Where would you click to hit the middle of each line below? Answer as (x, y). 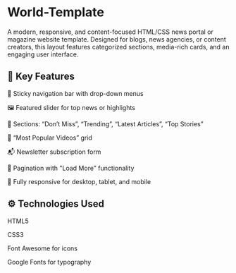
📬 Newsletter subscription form (54, 152)
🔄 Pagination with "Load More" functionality (71, 168)
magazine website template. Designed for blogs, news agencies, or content (117, 39)
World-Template (56, 12)
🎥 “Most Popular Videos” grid (50, 138)
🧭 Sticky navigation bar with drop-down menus (75, 93)
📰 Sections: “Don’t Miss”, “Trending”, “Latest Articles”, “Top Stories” (105, 123)
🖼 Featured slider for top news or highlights (72, 107)
